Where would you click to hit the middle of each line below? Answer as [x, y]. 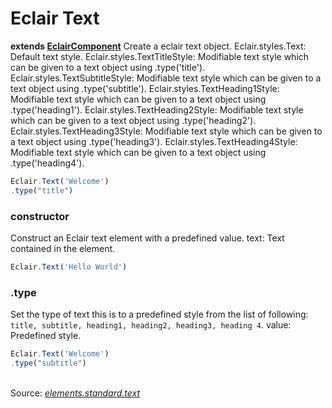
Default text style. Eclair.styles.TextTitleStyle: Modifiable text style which [160, 56]
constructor [40, 216]
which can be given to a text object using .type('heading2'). [133, 120]
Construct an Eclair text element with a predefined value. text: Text [147, 238]
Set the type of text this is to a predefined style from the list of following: [159, 314]
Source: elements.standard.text [75, 393]
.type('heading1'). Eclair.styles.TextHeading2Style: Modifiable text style [157, 109]
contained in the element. [63, 248]
